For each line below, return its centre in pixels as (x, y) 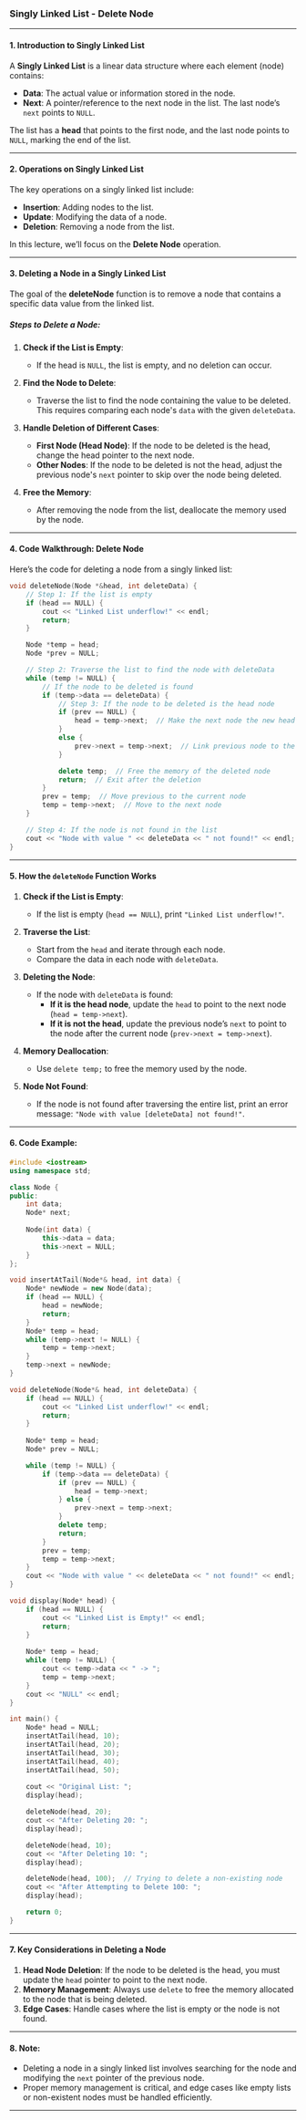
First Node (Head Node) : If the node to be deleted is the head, (153, 445)
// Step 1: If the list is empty (89, 594)
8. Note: (25, 2048)
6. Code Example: (43, 1143)
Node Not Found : (55, 1086)
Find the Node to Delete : (69, 382)
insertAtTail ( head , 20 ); (73, 1745)
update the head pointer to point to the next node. (115, 1980)
